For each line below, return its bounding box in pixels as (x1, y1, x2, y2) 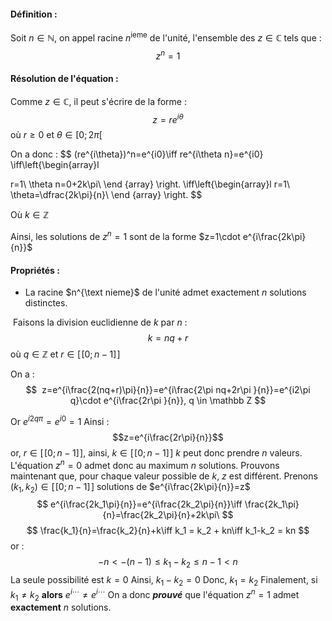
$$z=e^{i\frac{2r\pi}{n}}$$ (112, 431, 224, 443)
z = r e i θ (152, 111, 184, 125)
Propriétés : (10, 264, 60, 276)
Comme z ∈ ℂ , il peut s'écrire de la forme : (10, 95, 188, 107)
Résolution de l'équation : (10, 73, 119, 85)
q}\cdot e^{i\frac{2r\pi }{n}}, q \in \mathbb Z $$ (69, 395, 267, 407)
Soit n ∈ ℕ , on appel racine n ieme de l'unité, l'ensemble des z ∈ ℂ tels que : (10, 30, 322, 44)
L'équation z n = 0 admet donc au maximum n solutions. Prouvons (10, 457, 280, 471)
